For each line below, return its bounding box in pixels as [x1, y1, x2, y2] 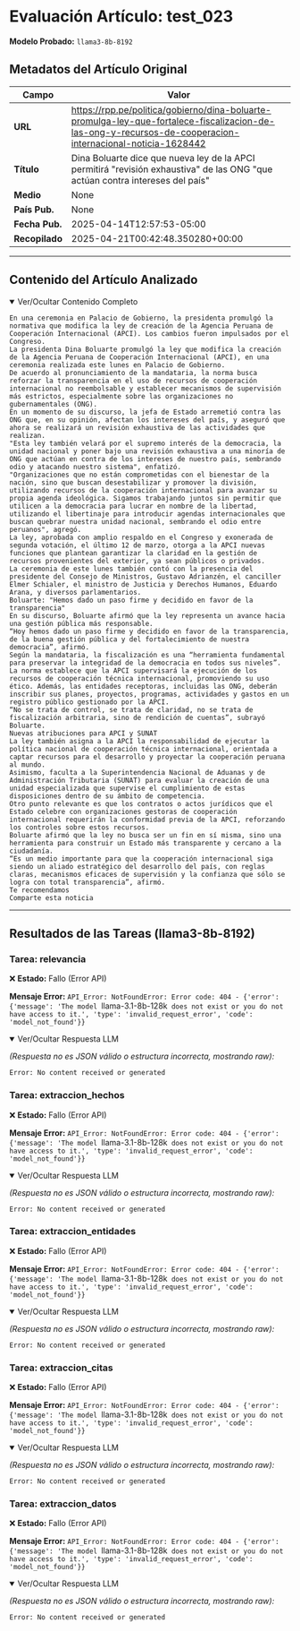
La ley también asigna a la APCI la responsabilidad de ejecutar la [9, 736, 270, 745]
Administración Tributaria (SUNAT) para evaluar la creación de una [9, 776, 270, 785]
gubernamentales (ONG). [9, 399, 98, 408]
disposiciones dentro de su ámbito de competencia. [9, 791, 205, 801]
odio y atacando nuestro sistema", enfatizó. [9, 462, 181, 471]
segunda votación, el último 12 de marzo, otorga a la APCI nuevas [9, 540, 266, 550]
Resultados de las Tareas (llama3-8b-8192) [9, 925, 256, 941]
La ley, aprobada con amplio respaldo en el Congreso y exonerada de [9, 533, 274, 542]
